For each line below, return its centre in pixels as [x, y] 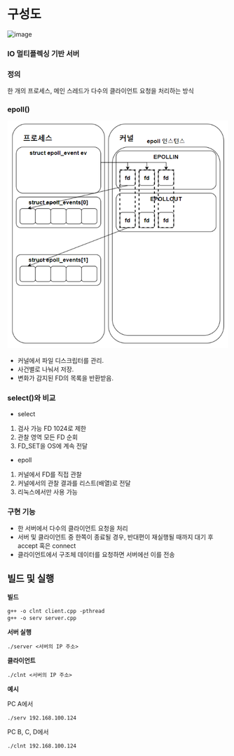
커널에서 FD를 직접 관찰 [49, 474]
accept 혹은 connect [47, 546]
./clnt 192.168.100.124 [42, 746]
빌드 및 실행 [31, 579]
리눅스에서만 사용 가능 [48, 492]
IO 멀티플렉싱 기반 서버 [43, 53]
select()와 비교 [32, 398]
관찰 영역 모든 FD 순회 [48, 437]
